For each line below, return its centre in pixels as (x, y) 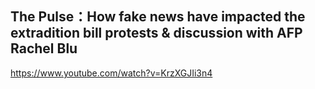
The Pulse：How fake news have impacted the (158, 17)
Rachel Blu (44, 48)
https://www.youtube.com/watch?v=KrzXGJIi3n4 (111, 73)
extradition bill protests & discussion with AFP (156, 33)
